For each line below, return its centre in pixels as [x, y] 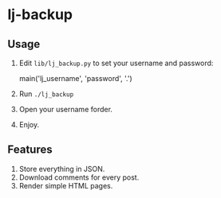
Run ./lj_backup [46, 94]
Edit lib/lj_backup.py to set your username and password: [116, 63]
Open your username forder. [66, 109]
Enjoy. [29, 124]
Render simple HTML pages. [66, 185]
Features [30, 150]
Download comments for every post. [79, 177]
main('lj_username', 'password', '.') [75, 78]
